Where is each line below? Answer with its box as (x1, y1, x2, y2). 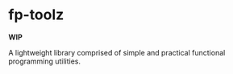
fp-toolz (8, 6, 64, 24)
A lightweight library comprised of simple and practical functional (8, 47, 226, 57)
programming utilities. (8, 56, 81, 66)
